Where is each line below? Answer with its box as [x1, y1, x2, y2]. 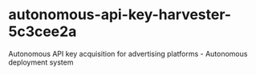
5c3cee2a [8, 22, 77, 41]
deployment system [8, 57, 74, 67]
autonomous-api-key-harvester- [8, 6, 231, 24]
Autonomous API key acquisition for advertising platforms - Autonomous [8, 49, 248, 58]
